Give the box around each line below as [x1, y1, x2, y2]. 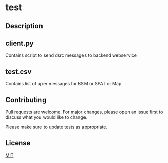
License [5, 139, 31, 147]
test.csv [5, 67, 32, 76]
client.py [5, 39, 34, 47]
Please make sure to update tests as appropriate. [5, 124, 108, 131]
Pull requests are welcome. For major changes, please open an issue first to [5, 109, 163, 115]
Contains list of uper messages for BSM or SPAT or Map [5, 81, 122, 87]
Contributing [5, 95, 47, 104]
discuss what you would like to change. [5, 114, 88, 120]
